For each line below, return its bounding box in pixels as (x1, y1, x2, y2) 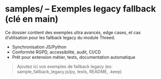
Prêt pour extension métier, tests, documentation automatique (12, 54, 135, 60)
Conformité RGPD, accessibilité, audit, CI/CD (12, 49, 101, 55)
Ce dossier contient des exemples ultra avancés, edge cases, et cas (5, 29, 141, 35)
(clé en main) (5, 13, 59, 25)
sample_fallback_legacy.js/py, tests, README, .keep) (16, 68, 122, 74)
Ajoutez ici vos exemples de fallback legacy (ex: (16, 64, 113, 69)
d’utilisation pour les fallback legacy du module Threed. (5, 35, 116, 40)
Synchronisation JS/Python (12, 44, 67, 50)
